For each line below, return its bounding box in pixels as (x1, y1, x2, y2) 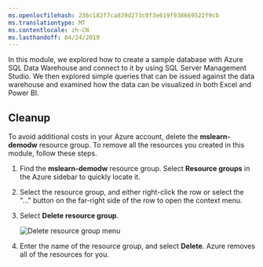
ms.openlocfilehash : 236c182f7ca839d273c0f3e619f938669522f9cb (8, 11, 220, 20)
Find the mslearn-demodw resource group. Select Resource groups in (19, 164, 250, 174)
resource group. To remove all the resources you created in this (38, 141, 245, 150)
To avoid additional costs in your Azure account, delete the (8, 132, 199, 141)
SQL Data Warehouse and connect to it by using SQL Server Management (8, 64, 247, 73)
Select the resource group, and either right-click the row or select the (19, 188, 245, 197)
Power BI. (8, 88, 39, 98)
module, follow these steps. (8, 148, 98, 158)
